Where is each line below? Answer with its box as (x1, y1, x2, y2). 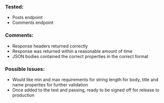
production (12, 92, 35, 98)
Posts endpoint (12, 15, 43, 21)
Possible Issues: (5, 65, 45, 72)
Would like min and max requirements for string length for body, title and (12, 77, 159, 82)
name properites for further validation (12, 82, 88, 87)
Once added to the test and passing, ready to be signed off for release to (12, 87, 160, 93)
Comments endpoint (12, 20, 54, 25)
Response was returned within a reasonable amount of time (12, 48, 133, 54)
